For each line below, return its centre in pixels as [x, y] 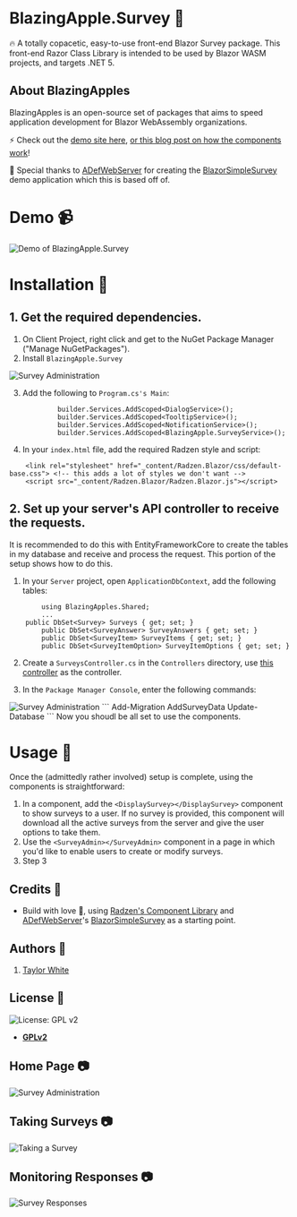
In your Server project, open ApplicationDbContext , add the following [149, 580]
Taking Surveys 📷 [61, 1122]
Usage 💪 [41, 752]
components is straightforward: [67, 786]
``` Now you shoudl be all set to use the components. [144, 716]
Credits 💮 [36, 889]
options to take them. [61, 833]
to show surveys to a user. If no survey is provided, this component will [153, 813]
